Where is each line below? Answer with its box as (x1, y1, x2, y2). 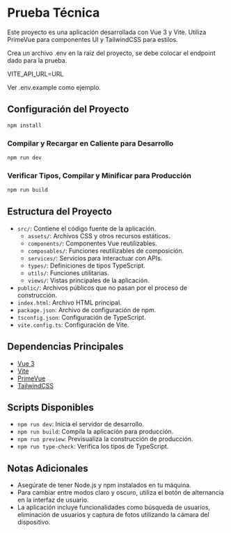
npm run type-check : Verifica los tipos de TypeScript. (17, 442, 169, 451)
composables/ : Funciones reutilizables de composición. (27, 246, 184, 255)
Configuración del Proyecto (7, 103, 129, 116)
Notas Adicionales (7, 462, 88, 474)
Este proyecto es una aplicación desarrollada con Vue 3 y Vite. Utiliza (7, 28, 207, 36)
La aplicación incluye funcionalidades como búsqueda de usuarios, (17, 503, 211, 511)
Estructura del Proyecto (7, 206, 113, 217)
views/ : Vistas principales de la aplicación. (27, 276, 150, 284)
